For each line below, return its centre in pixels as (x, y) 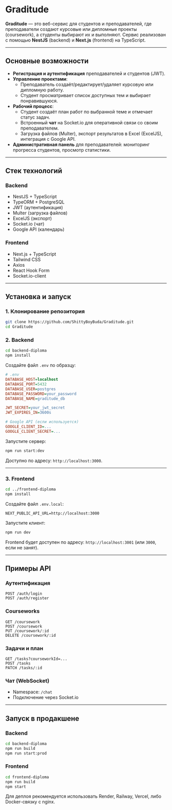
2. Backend (20, 340)
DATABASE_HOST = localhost (32, 380)
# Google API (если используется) (42, 422)
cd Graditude (19, 327)
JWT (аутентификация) (38, 208)
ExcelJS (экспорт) (32, 218)
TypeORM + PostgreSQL (39, 202)
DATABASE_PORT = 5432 (26, 384)
